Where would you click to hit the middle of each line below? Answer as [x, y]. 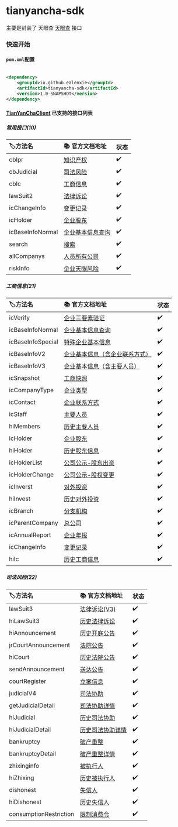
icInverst [21, 487]
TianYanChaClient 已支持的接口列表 [49, 113]
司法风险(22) [22, 577]
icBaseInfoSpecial [34, 342]
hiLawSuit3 [24, 621]
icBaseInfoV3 [27, 366]
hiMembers [25, 427]
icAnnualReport [30, 535]
